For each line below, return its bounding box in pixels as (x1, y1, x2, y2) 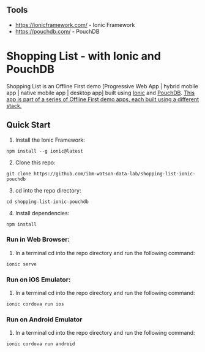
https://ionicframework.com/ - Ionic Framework (15, 21, 135, 28)
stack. (6, 102, 22, 109)
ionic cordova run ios (6, 301, 64, 307)
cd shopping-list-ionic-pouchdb (6, 199, 89, 205)
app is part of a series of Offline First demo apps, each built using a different (6, 95, 199, 103)
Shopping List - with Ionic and (6, 49, 161, 63)
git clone (6, 170, 32, 177)
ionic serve (6, 261, 37, 267)
